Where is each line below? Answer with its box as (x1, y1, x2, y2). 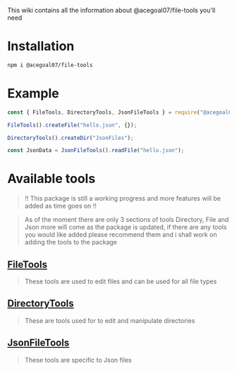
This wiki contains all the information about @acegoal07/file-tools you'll (7, 6, 216, 14)
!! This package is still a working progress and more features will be (24, 194, 221, 203)
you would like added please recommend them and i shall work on (24, 230, 217, 239)
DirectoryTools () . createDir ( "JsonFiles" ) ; (7, 134, 134, 141)
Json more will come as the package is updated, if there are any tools (24, 223, 227, 232)
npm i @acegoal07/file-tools (7, 61, 93, 69)
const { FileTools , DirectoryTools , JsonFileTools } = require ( (7, 109, 200, 116)
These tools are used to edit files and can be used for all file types (24, 277, 217, 285)
